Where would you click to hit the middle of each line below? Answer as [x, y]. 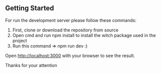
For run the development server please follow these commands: [71, 20]
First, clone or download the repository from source [65, 30]
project [20, 40]
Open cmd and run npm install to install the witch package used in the [84, 35]
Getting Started [30, 8]
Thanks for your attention [31, 65]
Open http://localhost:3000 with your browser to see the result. [70, 55]
